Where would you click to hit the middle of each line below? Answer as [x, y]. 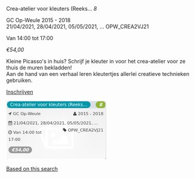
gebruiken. [19, 80]
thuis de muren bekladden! [39, 67]
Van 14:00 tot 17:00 [30, 38]
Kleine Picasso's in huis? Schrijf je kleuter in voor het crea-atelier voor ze [96, 61]
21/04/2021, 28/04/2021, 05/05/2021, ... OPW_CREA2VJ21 [78, 27]
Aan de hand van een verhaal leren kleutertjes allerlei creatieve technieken [98, 74]
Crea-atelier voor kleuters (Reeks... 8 [52, 9]
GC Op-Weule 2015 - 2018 [38, 20]
